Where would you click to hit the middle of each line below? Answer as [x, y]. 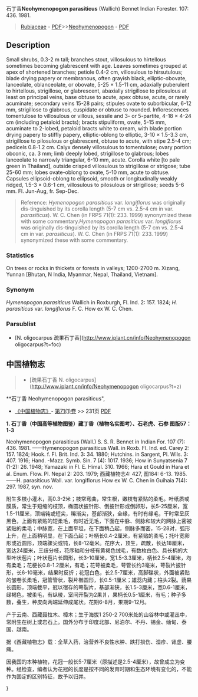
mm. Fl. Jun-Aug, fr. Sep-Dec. [43, 191]
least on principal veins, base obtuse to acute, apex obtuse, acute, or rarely [98, 97]
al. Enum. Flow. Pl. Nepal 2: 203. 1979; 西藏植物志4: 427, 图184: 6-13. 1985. [97, 474]
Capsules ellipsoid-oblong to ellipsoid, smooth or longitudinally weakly [92, 178]
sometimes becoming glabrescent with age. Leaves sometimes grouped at [97, 65]
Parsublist [21, 324]
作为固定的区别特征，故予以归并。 [47, 676]
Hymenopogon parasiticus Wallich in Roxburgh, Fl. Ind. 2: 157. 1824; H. [92, 303]
